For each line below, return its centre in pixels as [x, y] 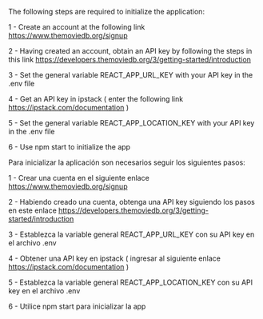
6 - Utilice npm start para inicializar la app [77, 306]
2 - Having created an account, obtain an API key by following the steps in [130, 51]
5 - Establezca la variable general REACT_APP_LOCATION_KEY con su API [131, 282]
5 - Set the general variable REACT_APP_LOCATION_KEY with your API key [131, 123]
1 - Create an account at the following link [77, 27]
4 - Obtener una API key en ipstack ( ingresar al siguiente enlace [115, 258]
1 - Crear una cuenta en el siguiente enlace [79, 178]
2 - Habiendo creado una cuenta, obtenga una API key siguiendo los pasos [132, 202]
